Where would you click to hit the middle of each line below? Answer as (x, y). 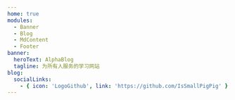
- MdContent (31, 40)
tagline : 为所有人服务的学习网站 (57, 66)
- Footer (26, 46)
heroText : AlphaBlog (44, 60)
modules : (20, 20)
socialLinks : (33, 79)
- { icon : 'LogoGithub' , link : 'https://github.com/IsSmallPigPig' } (124, 86)
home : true (23, 14)
